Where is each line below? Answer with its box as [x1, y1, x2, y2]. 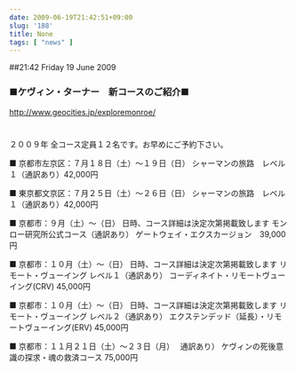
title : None [9, 29, 53, 38]
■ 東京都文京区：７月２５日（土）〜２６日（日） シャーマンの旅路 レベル [9, 187, 286, 198]
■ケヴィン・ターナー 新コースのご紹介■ [9, 86, 189, 99]
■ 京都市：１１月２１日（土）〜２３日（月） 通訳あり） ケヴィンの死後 [9, 341, 276, 351]
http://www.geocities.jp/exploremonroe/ [9, 107, 156, 117]
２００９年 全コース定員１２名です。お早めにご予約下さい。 [9, 138, 228, 149]
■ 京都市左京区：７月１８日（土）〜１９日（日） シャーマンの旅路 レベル [9, 157, 286, 169]
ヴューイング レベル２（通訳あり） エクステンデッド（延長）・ [39, 311, 267, 321]
